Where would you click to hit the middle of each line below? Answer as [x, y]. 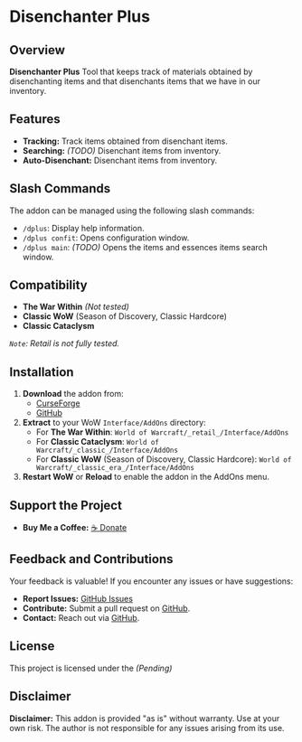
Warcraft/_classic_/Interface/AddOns [107, 451]
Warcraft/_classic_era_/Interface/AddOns [115, 468]
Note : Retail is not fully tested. [65, 343]
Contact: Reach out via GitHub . [81, 617]
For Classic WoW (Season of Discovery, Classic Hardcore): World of [164, 459]
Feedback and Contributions [91, 559]
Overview [38, 50]
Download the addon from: [73, 394]
